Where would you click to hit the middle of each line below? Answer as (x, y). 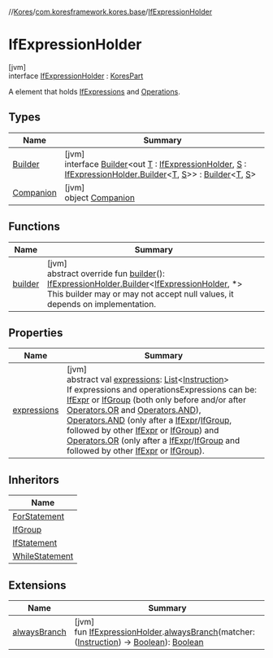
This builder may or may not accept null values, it (141, 294)
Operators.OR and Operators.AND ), (134, 410)
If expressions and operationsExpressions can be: (162, 390)
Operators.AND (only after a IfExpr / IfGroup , (149, 420)
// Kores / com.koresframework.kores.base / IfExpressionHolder (110, 12)
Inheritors (34, 480)
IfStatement (35, 543)
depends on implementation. (102, 304)
